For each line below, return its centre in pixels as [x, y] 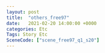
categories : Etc [27, 29]
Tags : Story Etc [27, 35]
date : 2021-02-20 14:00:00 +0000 [52, 23]
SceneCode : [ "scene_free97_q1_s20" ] [53, 40]
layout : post [23, 12]
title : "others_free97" [38, 18]
